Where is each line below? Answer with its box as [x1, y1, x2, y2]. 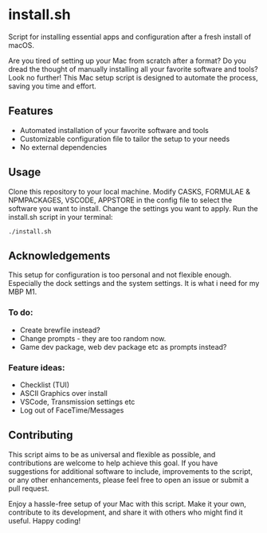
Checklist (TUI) [19, 380, 70, 390]
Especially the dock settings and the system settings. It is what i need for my [8, 279, 260, 288]
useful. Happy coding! [8, 515, 81, 525]
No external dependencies [19, 142, 108, 152]
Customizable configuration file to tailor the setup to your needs [19, 134, 230, 143]
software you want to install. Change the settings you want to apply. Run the [8, 203, 258, 213]
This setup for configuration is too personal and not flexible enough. [8, 270, 232, 280]
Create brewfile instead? [19, 325, 101, 335]
